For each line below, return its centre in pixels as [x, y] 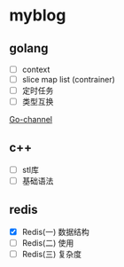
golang [29, 48]
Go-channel [31, 120]
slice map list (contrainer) [68, 80]
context [36, 69]
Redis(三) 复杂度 [52, 255]
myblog [38, 16]
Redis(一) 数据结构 [56, 232]
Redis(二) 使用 [48, 243]
